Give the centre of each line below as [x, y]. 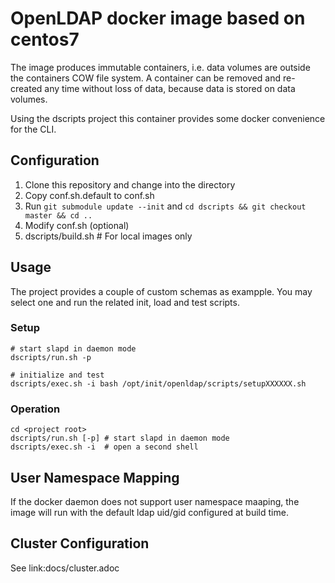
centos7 [45, 39]
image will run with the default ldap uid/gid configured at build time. [149, 512]
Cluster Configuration [80, 543]
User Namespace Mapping [95, 477]
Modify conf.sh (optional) [77, 225]
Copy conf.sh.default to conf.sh [89, 195]
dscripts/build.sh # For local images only [108, 236]
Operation [35, 409]
